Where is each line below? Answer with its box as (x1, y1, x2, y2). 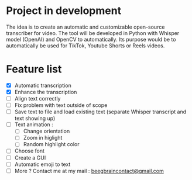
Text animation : (14, 121, 54, 128)
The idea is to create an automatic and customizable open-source (6, 23, 165, 30)
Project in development (6, 4, 122, 18)
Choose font (14, 147, 45, 154)
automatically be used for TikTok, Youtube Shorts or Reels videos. (6, 42, 165, 49)
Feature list (6, 63, 62, 76)
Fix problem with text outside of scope (14, 102, 108, 109)
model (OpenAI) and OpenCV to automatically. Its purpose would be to (6, 36, 176, 43)
